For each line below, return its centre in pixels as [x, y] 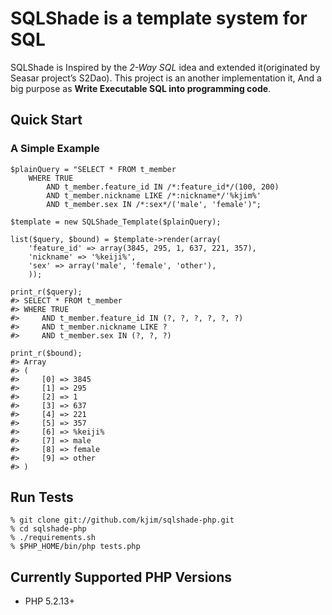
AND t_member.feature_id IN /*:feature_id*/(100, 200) [163, 187]
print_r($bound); [46, 353]
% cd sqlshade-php [48, 529]
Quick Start [46, 120]
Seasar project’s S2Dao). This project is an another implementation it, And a [166, 78]
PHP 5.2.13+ [49, 601]
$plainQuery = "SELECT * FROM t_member [93, 169]
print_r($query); [46, 292]
